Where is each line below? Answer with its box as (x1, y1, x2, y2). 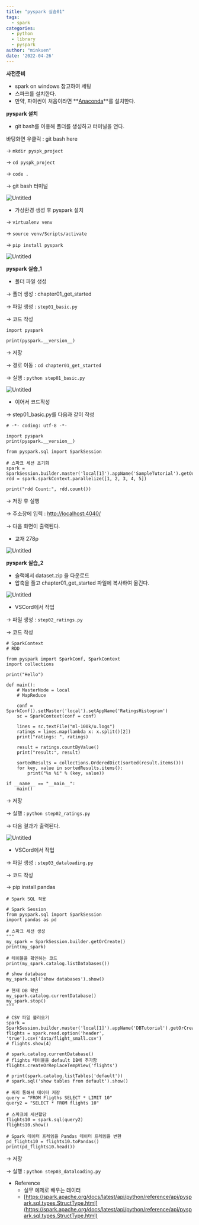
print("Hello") (6, 671, 44, 677)
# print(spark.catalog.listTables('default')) (6, 1072, 123, 1079)
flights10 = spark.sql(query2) (6, 1116, 84, 1122)
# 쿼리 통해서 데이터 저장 (6, 1090, 60, 1096)
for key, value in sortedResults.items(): (17, 765, 123, 771)
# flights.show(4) (6, 1040, 52, 1046)
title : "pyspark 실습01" (6, 8, 65, 15)
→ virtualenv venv (6, 218, 53, 226)
